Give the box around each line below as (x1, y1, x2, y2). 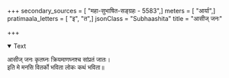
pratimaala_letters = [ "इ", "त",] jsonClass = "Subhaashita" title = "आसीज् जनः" (7, 15, 223, 22)
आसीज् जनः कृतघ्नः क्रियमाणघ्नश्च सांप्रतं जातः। (7, 56, 111, 63)
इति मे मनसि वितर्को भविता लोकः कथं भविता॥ (7, 63, 105, 71)
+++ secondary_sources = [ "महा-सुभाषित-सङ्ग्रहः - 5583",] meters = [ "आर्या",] (7, 7, 216, 15)
